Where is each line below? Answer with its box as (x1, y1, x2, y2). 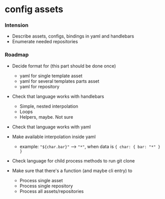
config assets (5, 4, 64, 15)
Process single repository (19, 183, 73, 189)
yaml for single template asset (19, 73, 82, 79)
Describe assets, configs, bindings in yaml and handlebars (12, 33, 135, 39)
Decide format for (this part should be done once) (12, 62, 116, 69)
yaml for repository (19, 83, 60, 89)
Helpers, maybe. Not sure (19, 114, 73, 120)
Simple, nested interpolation (19, 103, 78, 109)
